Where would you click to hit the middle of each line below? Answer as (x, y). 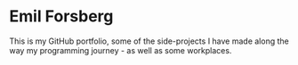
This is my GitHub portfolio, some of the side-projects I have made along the (149, 41)
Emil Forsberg (61, 16)
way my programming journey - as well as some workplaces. (121, 50)
